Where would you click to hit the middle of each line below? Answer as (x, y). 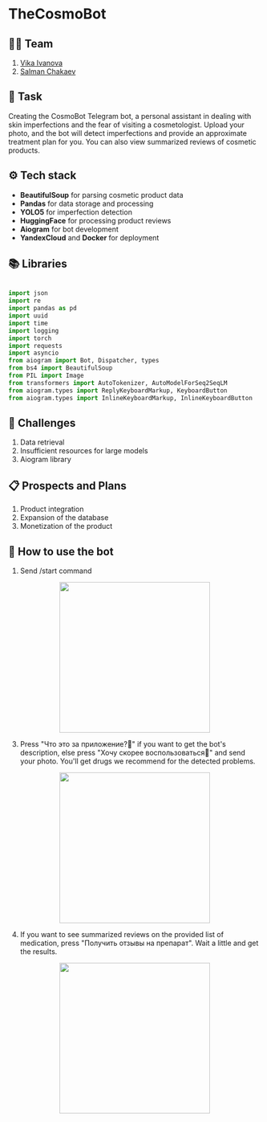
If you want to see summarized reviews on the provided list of (122, 934)
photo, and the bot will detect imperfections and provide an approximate (127, 133)
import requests (35, 346)
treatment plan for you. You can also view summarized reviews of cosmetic (132, 141)
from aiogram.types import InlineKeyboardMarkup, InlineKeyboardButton (130, 398)
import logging (34, 330)
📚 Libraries (38, 264)
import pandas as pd (43, 309)
